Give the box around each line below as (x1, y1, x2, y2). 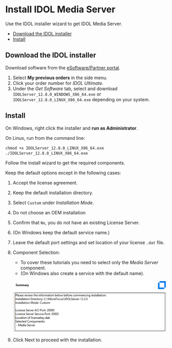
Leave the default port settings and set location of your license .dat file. (12, 239, 165, 245)
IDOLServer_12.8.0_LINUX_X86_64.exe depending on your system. (12, 96, 150, 102)
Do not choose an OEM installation (12, 209, 86, 215)
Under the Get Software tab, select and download (12, 85, 118, 91)
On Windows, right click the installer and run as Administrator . (5, 125, 138, 131)
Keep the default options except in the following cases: (5, 170, 121, 176)
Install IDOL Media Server (5, 4, 116, 15)
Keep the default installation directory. (12, 189, 93, 196)
